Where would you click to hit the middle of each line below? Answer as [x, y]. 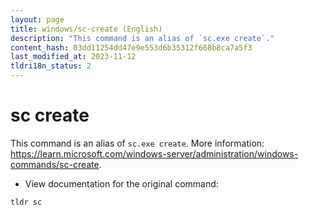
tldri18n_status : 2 [51, 66]
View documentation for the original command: [121, 183]
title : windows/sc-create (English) [86, 29]
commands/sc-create [55, 164]
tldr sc [26, 202]
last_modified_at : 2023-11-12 [73, 57]
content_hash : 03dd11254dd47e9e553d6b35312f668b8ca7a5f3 [131, 47]
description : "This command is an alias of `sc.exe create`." [142, 38]
